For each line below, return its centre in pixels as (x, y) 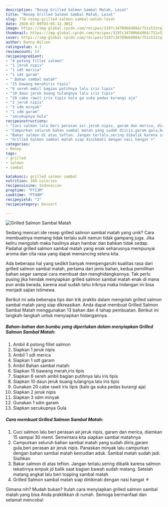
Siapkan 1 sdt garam (34, 360)
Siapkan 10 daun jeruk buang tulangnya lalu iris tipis (66, 381)
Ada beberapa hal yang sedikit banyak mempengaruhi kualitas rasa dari (79, 263)
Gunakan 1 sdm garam (36, 403)
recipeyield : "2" (24, 199)
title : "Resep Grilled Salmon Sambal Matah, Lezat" (60, 14)
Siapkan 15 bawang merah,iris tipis (48, 371)
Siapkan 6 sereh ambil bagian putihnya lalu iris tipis (66, 376)
